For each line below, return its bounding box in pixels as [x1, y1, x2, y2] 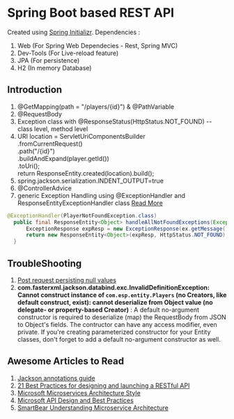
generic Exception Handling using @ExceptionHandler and [17, 191, 186, 199]
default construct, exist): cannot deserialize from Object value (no [17, 298, 213, 306]
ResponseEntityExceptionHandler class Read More [17, 199, 164, 207]
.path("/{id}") [17, 146, 56, 155]
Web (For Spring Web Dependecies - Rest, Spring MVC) [17, 41, 178, 49]
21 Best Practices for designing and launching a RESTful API [17, 381, 190, 390]
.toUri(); [17, 162, 40, 170]
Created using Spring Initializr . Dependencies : [7, 28, 141, 36]
